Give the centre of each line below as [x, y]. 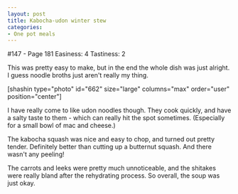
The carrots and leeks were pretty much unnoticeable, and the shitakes [112, 168]
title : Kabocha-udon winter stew [57, 21]
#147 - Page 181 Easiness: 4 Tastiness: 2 [66, 54]
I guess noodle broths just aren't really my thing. [78, 75]
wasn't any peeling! [36, 154]
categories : [25, 27]
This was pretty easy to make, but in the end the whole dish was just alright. [119, 68]
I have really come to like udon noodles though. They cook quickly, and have [119, 110]
